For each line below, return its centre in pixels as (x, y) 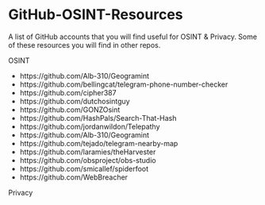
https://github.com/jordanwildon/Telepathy (90, 126)
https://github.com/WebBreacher (74, 177)
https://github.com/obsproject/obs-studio (88, 160)
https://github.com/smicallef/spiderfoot (84, 168)
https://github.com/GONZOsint (70, 110)
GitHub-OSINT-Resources (96, 15)
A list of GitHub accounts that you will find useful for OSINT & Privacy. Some (133, 37)
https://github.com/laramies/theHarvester (88, 152)
